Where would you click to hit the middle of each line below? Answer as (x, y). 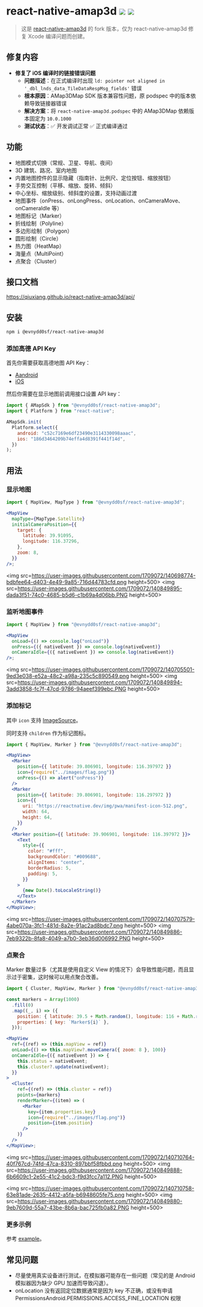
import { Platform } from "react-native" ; (60, 411)
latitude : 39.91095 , (48, 536)
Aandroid (26, 375)
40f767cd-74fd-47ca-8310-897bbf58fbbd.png (64, 1163)
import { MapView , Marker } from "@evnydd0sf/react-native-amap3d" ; (94, 744)
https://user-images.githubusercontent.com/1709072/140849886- (100, 932)
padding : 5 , (43, 874)
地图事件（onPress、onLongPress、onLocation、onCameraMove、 (99, 201)
